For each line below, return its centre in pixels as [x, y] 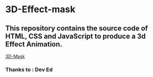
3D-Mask [15, 56]
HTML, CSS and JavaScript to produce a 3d [75, 36]
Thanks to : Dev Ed [29, 69]
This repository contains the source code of [77, 28]
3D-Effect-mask [40, 9]
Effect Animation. [34, 44]
